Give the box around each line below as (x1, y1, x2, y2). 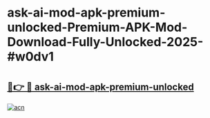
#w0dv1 (7, 49, 54, 65)
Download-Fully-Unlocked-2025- (7, 35, 204, 50)
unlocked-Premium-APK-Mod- (7, 19, 188, 35)
